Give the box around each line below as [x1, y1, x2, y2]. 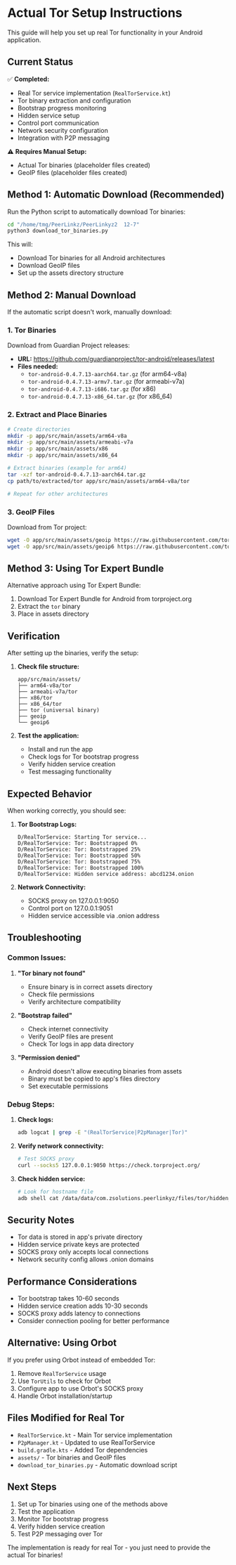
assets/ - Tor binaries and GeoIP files [17, 1453, 126, 1462]
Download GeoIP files [17, 262, 81, 270]
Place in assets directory [17, 610, 89, 618]
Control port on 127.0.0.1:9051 [27, 904, 114, 913]
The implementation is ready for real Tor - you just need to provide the [7, 1543, 211, 1552]
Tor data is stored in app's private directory [17, 1232, 143, 1242]
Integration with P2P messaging [17, 134, 110, 142]
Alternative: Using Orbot [7, 1337, 117, 1349]
